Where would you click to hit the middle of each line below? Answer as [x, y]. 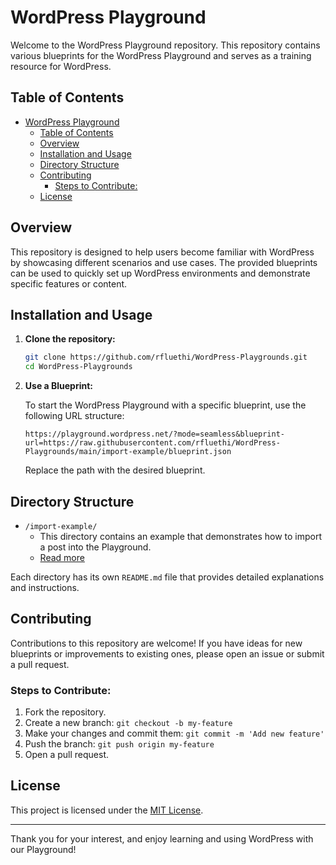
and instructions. [45, 587]
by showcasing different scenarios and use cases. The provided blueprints [164, 262]
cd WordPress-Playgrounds [78, 367]
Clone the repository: [70, 339]
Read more [62, 557]
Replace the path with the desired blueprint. [115, 470]
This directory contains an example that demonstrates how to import [181, 536]
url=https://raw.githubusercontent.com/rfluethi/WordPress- [152, 443]
